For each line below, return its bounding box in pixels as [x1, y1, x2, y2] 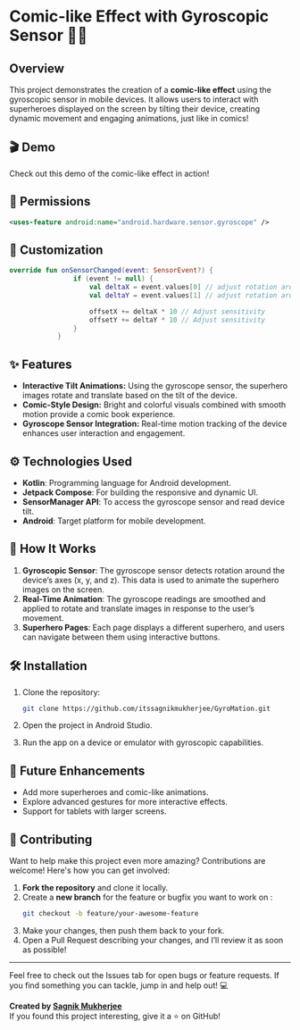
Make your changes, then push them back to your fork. [21, 925, 225, 935]
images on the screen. [21, 583, 105, 595]
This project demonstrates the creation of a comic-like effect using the [9, 85, 272, 95]
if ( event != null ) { [72, 274, 154, 283]
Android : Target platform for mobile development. [21, 515, 206, 526]
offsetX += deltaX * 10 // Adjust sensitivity [88, 306, 266, 316]
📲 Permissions [9, 194, 91, 209]
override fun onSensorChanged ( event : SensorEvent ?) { [9, 266, 214, 275]
